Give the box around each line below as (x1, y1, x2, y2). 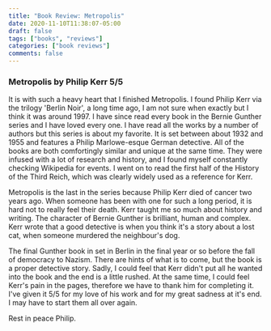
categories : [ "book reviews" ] (8, 42, 111, 50)
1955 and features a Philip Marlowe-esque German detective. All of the (8, 138, 244, 147)
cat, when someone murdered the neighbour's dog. (8, 231, 180, 240)
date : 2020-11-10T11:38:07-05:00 (8, 19, 121, 28)
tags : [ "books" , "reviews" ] (8, 34, 104, 43)
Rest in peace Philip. (8, 313, 77, 324)
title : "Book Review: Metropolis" (8, 11, 125, 20)
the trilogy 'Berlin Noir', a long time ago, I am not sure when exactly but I (8, 103, 249, 113)
